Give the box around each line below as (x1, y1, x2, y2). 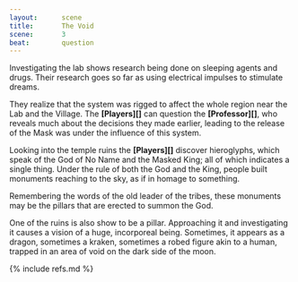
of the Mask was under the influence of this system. (9, 127, 202, 139)
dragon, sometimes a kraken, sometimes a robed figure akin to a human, (9, 236, 277, 247)
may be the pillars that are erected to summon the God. (9, 201, 214, 211)
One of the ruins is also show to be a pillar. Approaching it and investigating (9, 218, 289, 228)
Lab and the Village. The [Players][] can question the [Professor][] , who (9, 108, 278, 119)
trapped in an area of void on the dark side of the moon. (9, 246, 216, 257)
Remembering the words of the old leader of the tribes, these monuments (9, 191, 281, 201)
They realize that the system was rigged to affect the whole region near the (9, 99, 288, 110)
